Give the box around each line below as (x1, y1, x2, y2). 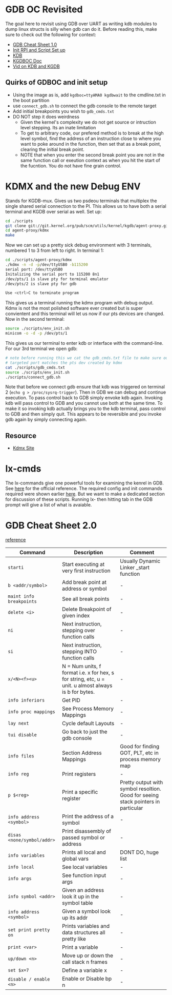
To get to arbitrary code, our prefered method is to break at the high (20, 130, 164, 136)
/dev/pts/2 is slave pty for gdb (5, 281, 77, 286)
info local (8, 864, 34, 870)
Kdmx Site (12, 445, 35, 451)
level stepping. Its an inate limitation (20, 124, 96, 130)
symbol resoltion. (120, 785, 161, 792)
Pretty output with (120, 779, 163, 786)
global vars (62, 855, 89, 863)
